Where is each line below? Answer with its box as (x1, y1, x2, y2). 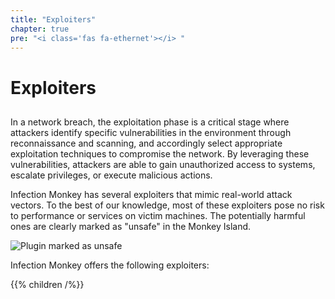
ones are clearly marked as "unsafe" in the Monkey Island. (10, 220, 252, 232)
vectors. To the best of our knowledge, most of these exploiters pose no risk (10, 199, 325, 211)
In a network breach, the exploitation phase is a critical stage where (10, 116, 290, 128)
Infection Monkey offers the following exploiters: (10, 259, 210, 271)
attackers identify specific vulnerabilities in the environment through (10, 126, 292, 138)
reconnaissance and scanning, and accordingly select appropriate (10, 137, 283, 149)
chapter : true (10, 24, 70, 34)
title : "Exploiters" (10, 14, 97, 25)
